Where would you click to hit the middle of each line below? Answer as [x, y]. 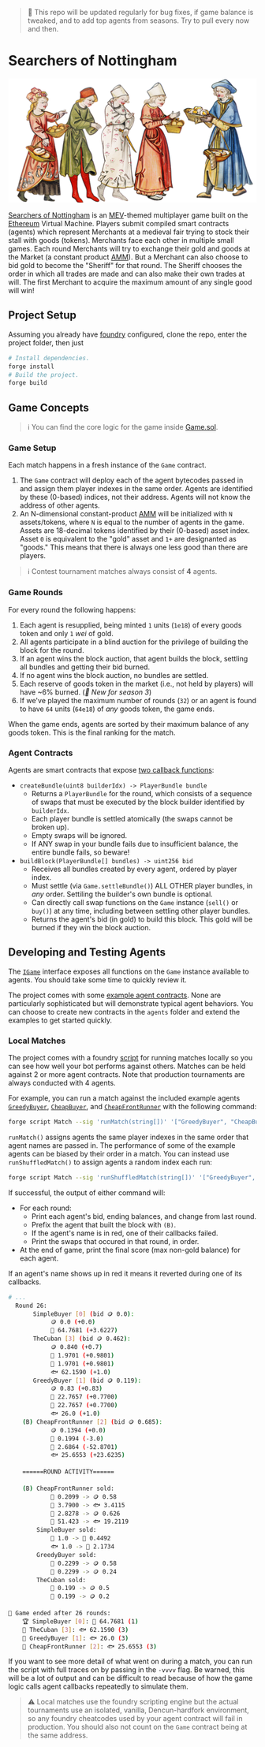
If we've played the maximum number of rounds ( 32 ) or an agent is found [138, 700]
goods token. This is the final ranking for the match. [92, 732]
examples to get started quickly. [60, 1020]
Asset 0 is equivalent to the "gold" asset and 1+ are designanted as [128, 539]
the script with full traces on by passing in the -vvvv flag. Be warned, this [127, 1670]
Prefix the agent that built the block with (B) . [103, 1224]
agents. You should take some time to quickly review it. [97, 980]
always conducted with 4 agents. [62, 1083]
